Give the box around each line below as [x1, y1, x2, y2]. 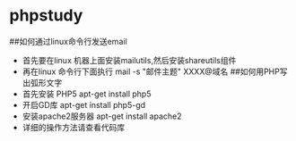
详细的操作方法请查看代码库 [22, 121, 126, 132]
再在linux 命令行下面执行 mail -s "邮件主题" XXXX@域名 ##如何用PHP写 [22, 66, 288, 77]
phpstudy [9, 5, 83, 26]
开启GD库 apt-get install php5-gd [22, 99, 146, 110]
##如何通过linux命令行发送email [9, 36, 127, 46]
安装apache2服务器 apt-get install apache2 [22, 111, 182, 121]
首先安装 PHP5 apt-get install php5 [22, 88, 152, 99]
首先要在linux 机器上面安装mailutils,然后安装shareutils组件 [22, 54, 237, 65]
